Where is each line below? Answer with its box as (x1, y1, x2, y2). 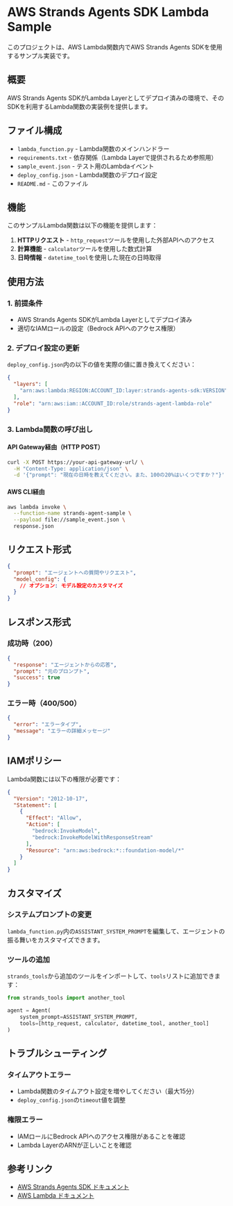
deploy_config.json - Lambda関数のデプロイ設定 (17, 170, 158, 179)
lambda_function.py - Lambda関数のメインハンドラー (17, 144, 170, 153)
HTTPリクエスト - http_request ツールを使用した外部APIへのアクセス (17, 236, 215, 244)
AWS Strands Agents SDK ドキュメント (17, 1183, 130, 1191)
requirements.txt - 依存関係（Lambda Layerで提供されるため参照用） (17, 153, 218, 161)
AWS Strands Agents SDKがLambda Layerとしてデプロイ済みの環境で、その (7, 93, 224, 102)
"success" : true (13, 674, 60, 682)
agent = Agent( (7, 1007, 51, 1014)
